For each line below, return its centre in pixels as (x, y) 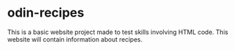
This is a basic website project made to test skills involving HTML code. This (118, 32)
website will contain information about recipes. (75, 39)
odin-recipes (46, 13)
